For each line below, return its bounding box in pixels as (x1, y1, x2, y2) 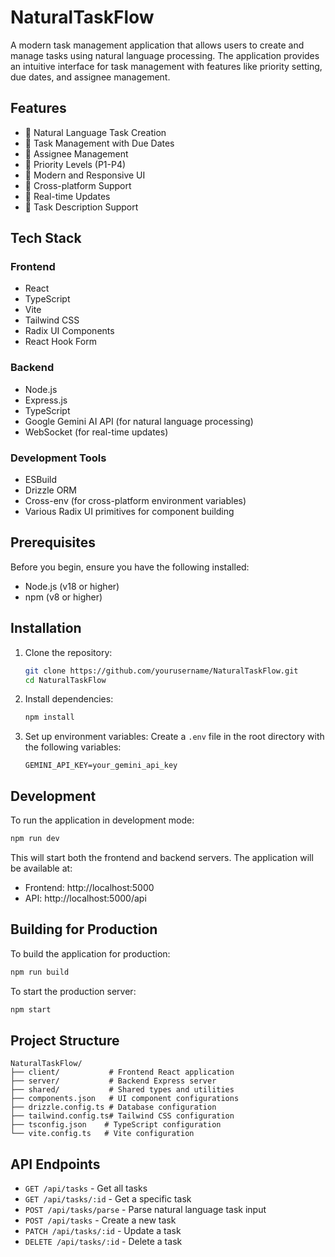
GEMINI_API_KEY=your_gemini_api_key (24, 761, 178, 771)
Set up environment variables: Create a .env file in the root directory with (24, 731, 325, 743)
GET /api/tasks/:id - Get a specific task (24, 1193, 192, 1205)
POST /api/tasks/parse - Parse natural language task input (24, 1204, 267, 1216)
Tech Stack (10, 230, 82, 247)
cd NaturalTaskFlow (24, 675, 107, 685)
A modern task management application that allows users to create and (10, 39, 305, 51)
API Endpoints (10, 1156, 101, 1173)
